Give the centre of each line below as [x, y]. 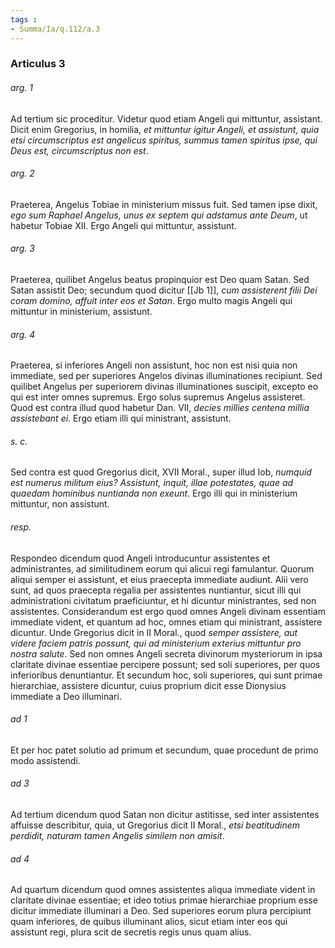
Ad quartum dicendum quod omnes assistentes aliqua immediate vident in [163, 890]
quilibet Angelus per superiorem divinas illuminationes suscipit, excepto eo [164, 387]
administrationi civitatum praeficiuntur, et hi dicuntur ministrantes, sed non [163, 600]
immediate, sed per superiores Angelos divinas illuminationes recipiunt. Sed [166, 376]
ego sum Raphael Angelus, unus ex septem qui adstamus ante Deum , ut [159, 215]
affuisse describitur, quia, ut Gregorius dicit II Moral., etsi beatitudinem [155, 825]
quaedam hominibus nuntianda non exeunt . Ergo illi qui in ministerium [154, 493]
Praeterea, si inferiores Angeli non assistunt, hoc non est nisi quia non [154, 365]
